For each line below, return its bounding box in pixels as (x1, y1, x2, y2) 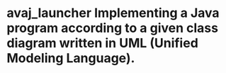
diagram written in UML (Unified (6, 35, 199, 51)
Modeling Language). (6, 50, 135, 67)
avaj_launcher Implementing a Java (6, 5, 220, 21)
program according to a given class (6, 20, 219, 36)
